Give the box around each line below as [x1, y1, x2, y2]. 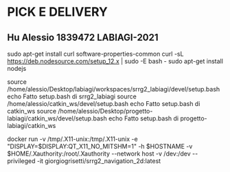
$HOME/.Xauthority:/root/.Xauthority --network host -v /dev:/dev [7, 149, 191, 158]
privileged [7, 157, 36, 165]
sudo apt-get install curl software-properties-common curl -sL [7, 50, 184, 58]
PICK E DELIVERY [7, 4, 108, 20]
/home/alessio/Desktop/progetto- [58, 107, 153, 115]
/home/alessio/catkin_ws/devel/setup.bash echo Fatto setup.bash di [7, 100, 200, 107]
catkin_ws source [7, 107, 57, 115]
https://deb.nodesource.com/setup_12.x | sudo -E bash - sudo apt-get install [7, 57, 223, 65]
